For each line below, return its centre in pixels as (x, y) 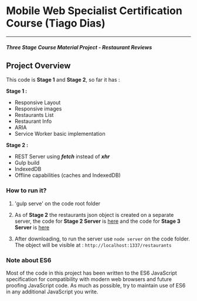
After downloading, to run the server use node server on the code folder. (102, 239)
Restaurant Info (33, 121)
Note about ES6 (29, 260)
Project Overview (38, 66)
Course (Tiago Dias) (56, 23)
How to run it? (26, 190)
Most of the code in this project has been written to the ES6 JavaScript (91, 273)
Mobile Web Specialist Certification (94, 11)
